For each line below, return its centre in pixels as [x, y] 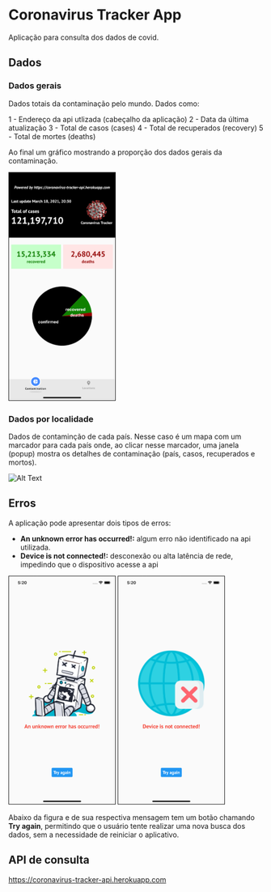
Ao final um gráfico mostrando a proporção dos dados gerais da [115, 152]
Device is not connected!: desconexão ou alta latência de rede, [127, 555]
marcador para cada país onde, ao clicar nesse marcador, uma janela [124, 445]
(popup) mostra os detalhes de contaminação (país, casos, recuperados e [132, 453]
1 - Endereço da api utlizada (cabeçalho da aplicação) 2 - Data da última [129, 119]
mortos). [23, 462]
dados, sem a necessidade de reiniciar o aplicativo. [94, 835]
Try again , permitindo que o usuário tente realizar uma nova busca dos [127, 826]
